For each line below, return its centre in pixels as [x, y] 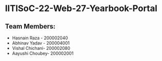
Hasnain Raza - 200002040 [40, 38]
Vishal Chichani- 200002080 [41, 48]
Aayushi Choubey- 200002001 [43, 53]
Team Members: [30, 26]
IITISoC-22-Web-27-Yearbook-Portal [81, 8]
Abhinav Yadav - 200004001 [41, 43]
